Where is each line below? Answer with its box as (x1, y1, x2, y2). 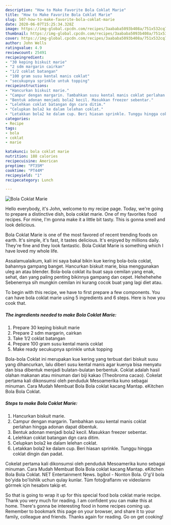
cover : (5, 36, 19, 41)
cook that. (5, 300, 26, 306)
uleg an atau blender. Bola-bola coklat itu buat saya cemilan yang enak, (5, 269, 155, 275)
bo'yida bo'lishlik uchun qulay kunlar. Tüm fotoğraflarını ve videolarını (5, 477, 151, 483)
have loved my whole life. (5, 248, 59, 254)
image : (5, 26, 19, 32)
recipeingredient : (5, 54, 44, 60)
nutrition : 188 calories (5, 154, 58, 159)
